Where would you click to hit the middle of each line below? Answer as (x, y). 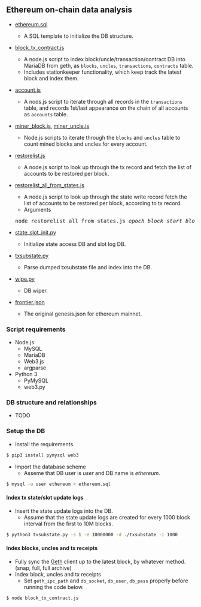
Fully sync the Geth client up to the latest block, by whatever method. (100, 561)
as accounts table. (46, 114)
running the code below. (54, 587)
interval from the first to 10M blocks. (68, 524)
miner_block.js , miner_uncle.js (52, 126)
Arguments (37, 209)
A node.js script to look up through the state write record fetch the (105, 197)
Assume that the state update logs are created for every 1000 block (107, 517)
